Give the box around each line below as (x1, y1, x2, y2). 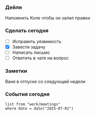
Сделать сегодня (5, 27, 49, 34)
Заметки (5, 68, 28, 74)
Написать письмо (12, 49, 50, 55)
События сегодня (5, 91, 50, 98)
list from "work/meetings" (5, 102, 61, 107)
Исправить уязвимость (12, 38, 62, 44)
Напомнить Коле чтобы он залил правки (5, 15, 90, 21)
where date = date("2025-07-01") (5, 106, 74, 111)
